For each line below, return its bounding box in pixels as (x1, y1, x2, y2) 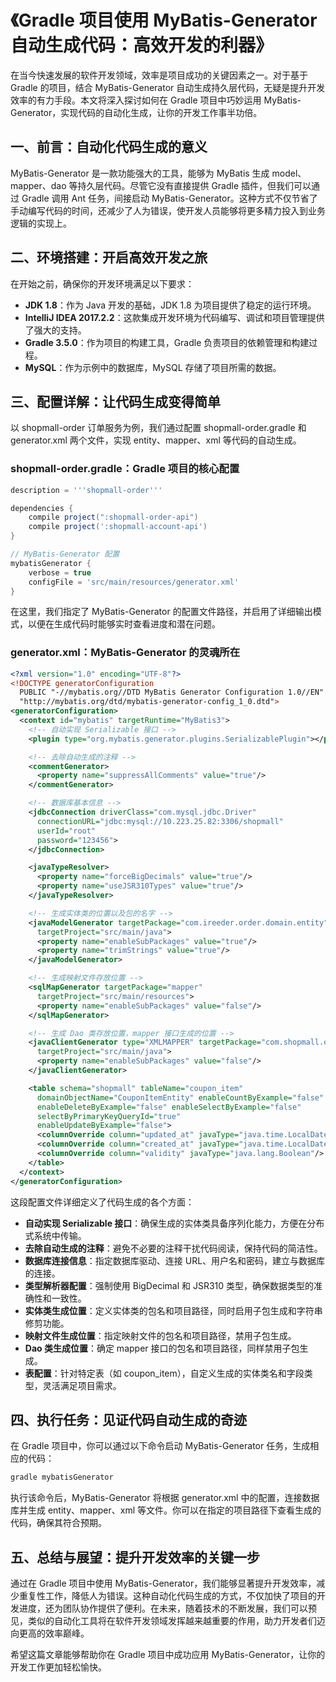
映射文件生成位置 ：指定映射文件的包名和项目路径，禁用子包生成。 (24, 1329, 297, 1341)
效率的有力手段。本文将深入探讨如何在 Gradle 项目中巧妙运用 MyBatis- (10, 94, 302, 106)
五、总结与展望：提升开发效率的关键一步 (10, 1549, 260, 1566)
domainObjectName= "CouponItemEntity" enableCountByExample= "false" (36, 1092, 325, 1103)
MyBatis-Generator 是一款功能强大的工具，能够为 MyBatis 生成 (10, 167, 270, 179)
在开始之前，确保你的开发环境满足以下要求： (10, 277, 195, 290)
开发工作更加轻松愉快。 (10, 1661, 107, 1673)
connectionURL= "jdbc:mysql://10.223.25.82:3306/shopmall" (36, 816, 284, 826)
